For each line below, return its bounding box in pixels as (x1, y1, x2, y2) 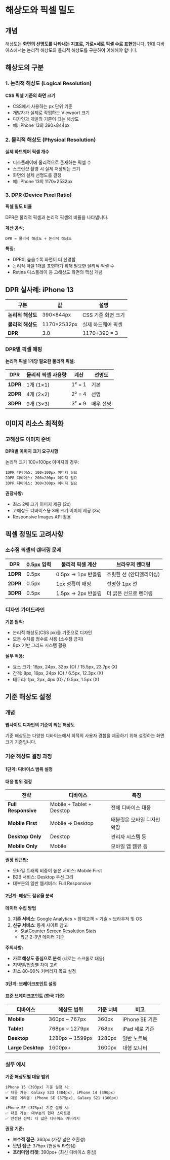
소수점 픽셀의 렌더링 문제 (5, 546, 62, 553)
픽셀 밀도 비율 (5, 203, 32, 209)
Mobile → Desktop (50, 820, 94, 827)
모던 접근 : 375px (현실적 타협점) (12, 1142, 76, 1149)
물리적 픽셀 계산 (61, 561, 97, 568)
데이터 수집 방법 (5, 905, 36, 911)
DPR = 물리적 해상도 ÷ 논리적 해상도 (5, 236, 72, 241)
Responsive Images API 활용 (12, 514, 71, 520)
